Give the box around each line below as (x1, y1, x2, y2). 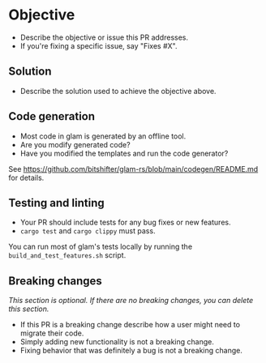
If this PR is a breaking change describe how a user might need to (19, 320, 241, 330)
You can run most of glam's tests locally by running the (8, 241, 193, 252)
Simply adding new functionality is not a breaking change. (19, 337, 215, 347)
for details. (8, 173, 45, 182)
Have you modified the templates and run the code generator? (19, 148, 229, 158)
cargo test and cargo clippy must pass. (19, 226, 156, 236)
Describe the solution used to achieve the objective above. (19, 86, 217, 96)
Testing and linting (8, 196, 105, 210)
